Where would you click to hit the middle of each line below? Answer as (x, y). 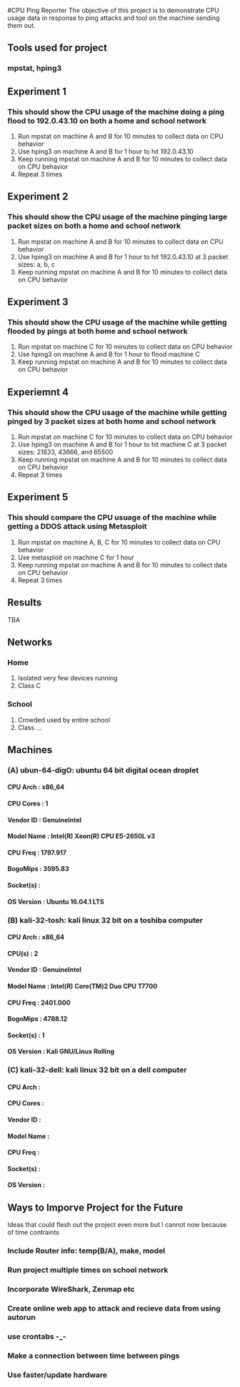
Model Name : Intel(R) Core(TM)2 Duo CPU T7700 (82, 986)
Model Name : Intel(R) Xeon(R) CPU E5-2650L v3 (81, 836)
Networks (30, 642)
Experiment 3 (38, 302)
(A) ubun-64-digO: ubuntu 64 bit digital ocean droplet (103, 770)
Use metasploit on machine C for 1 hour (76, 557)
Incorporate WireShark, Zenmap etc (71, 1289)
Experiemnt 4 (38, 392)
